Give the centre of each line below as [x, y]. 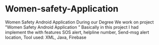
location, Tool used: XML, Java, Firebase [46, 37]
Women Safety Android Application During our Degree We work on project [79, 22]
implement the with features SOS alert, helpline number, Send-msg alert [77, 32]
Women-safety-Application [62, 9]
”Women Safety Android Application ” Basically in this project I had [72, 27]
